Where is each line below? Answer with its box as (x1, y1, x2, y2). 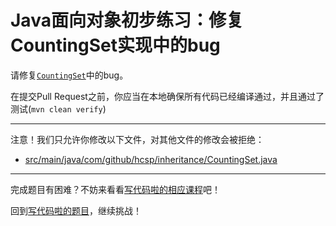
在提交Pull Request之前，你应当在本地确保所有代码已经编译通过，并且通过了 (10, 90, 325, 102)
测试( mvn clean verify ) (10, 102, 107, 115)
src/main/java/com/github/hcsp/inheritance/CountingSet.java (24, 153, 278, 165)
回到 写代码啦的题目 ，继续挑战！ (10, 204, 142, 216)
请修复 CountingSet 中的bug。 (10, 69, 129, 81)
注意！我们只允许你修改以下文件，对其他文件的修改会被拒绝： (10, 133, 265, 145)
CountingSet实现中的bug (10, 34, 221, 57)
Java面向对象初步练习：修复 (10, 9, 244, 32)
